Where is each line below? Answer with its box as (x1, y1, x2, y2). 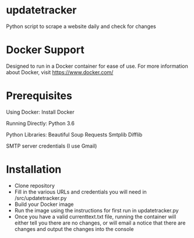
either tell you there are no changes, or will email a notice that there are (14, 219, 186, 226)
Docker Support (6, 43, 84, 57)
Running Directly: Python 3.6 (6, 120, 75, 127)
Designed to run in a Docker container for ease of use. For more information (6, 62, 188, 69)
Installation (6, 163, 62, 176)
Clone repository (14, 182, 55, 189)
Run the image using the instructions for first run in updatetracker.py (14, 206, 179, 213)
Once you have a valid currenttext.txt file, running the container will (14, 213, 177, 220)
